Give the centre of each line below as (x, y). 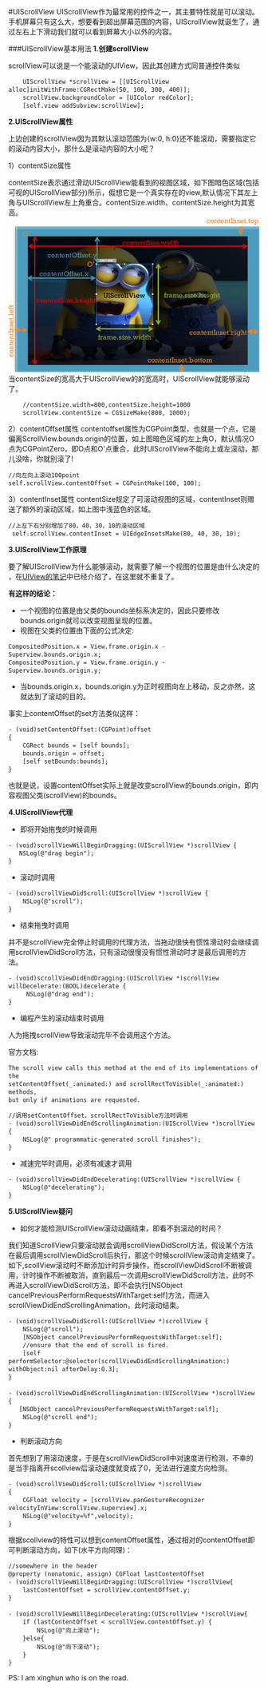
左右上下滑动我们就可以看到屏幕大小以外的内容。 (95, 32)
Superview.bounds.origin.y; (55, 671)
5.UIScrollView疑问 (41, 1211)
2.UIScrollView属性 (41, 121)
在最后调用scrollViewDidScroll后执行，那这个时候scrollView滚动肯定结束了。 (134, 1255)
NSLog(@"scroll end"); (60, 1418)
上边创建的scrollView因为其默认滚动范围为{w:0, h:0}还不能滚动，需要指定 (129, 139)
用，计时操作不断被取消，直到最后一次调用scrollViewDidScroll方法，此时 (128, 1275)
